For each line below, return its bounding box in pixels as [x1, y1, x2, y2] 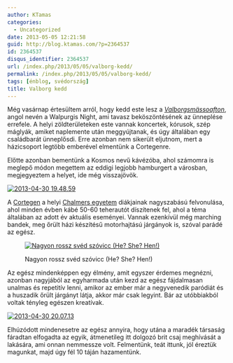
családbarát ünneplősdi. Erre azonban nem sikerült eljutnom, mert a [7, 135, 203, 144]
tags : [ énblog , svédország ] [7, 78, 90, 85]
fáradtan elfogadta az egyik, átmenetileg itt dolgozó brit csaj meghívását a [7, 333, 222, 341]
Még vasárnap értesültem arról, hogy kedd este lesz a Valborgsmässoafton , [7, 105, 227, 114]
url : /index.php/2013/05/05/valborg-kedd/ [7, 63, 133, 70]
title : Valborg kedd [7, 85, 68, 93]
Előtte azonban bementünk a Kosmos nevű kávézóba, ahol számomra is [7, 156, 214, 165]
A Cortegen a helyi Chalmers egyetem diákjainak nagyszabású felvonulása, [7, 198, 225, 207]
